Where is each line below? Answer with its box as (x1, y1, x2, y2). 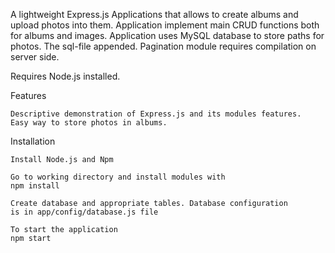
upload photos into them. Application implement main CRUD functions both (10, 19, 320, 31)
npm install (10, 181, 60, 191)
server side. (10, 51, 60, 63)
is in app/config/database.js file (10, 207, 159, 217)
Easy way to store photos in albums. (10, 118, 168, 128)
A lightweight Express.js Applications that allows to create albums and (10, 9, 299, 20)
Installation (10, 135, 56, 147)
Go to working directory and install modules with (10, 172, 226, 182)
